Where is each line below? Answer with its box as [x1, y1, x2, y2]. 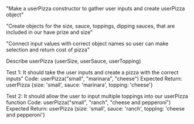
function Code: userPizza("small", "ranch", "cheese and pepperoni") [6, 99, 171, 106]
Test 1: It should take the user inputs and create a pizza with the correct [6, 69, 179, 75]
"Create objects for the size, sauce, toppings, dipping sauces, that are [6, 23, 175, 29]
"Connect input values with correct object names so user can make [6, 40, 169, 47]
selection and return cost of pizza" [6, 46, 90, 53]
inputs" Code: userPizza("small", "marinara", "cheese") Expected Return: [6, 75, 182, 82]
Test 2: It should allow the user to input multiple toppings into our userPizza [6, 93, 189, 99]
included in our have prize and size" [6, 29, 93, 36]
